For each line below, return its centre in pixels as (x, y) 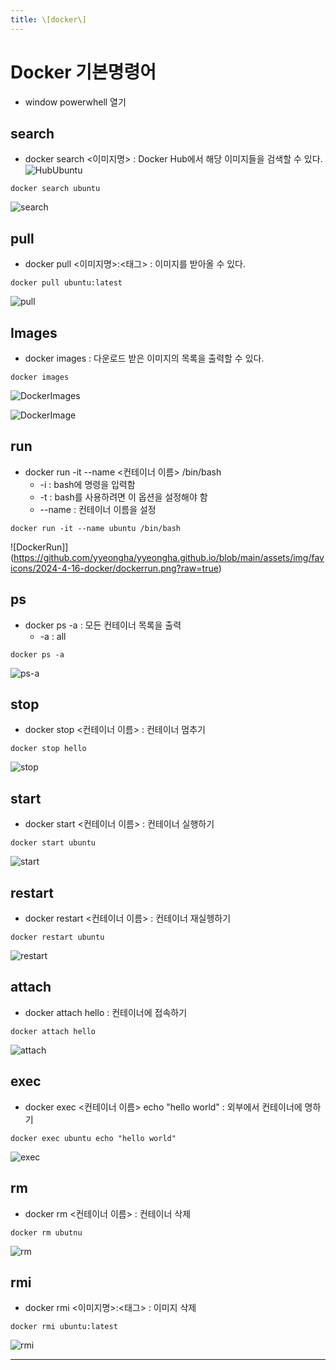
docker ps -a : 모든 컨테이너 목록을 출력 (103, 625)
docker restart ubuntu (57, 937)
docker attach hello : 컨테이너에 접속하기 (106, 1012)
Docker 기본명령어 (83, 72)
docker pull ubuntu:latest (66, 283)
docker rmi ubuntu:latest (64, 1327)
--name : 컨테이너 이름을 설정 (98, 509)
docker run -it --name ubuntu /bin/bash (96, 528)
